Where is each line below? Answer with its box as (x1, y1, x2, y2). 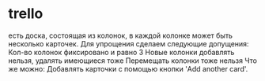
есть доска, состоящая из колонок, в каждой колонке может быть (8, 31, 233, 40)
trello (8, 5, 44, 23)
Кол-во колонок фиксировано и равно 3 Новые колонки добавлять (8, 47, 235, 57)
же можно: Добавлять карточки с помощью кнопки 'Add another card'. (8, 64, 248, 73)
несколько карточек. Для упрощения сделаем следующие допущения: (8, 39, 249, 48)
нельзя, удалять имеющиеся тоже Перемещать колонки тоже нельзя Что (8, 56, 257, 65)
